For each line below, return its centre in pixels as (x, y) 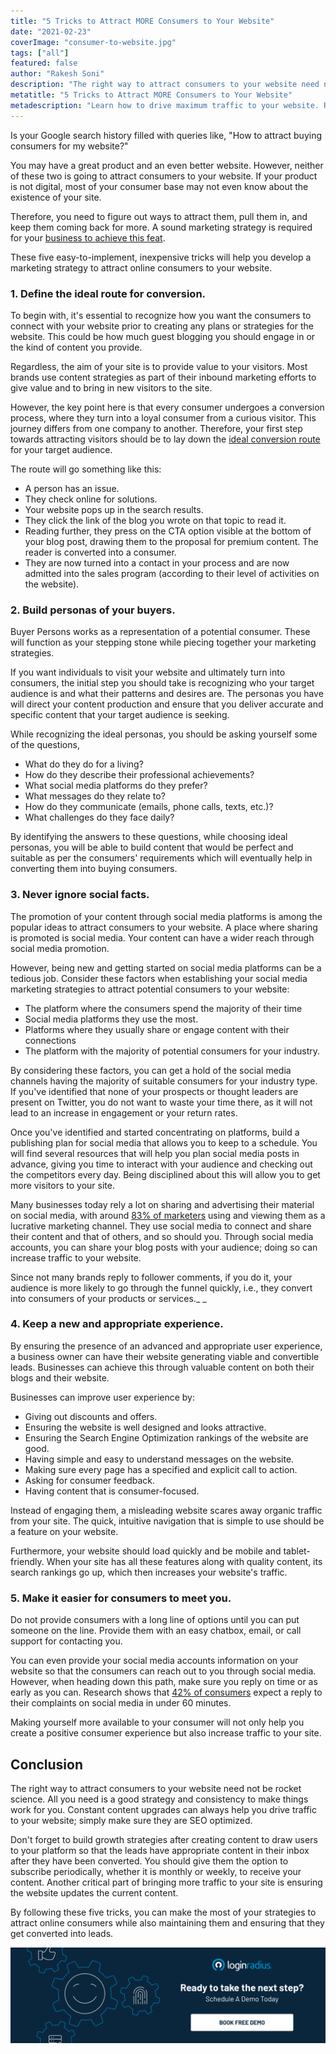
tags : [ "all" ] (40, 53)
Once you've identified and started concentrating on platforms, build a (155, 1132)
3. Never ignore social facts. (80, 895)
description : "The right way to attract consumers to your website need (165, 85)
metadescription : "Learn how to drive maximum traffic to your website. (165, 105)
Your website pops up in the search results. (114, 509)
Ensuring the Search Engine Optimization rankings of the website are (166, 1437)
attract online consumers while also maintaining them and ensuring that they (167, 1922)
